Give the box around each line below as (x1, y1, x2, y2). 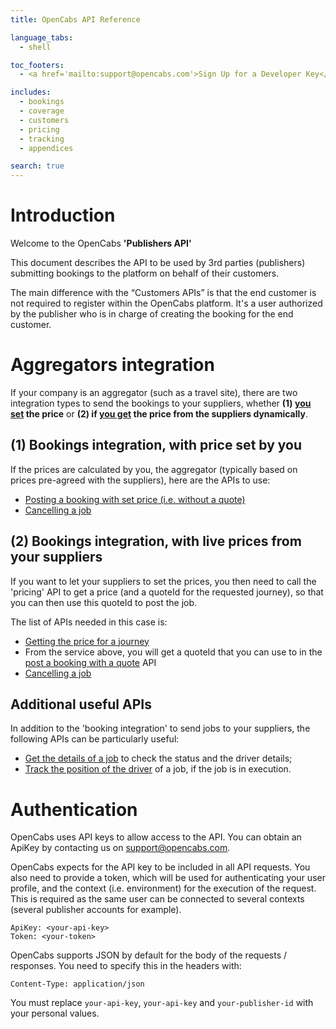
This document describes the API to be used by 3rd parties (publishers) (10, 257, 306, 269)
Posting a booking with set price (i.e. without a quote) (24, 493, 246, 505)
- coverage (19, 106, 65, 116)
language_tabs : (10, 32, 74, 43)
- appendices (19, 143, 74, 153)
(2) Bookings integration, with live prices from (10, 533, 302, 550)
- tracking (19, 134, 65, 144)
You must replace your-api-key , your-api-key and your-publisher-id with (10, 997, 314, 1009)
